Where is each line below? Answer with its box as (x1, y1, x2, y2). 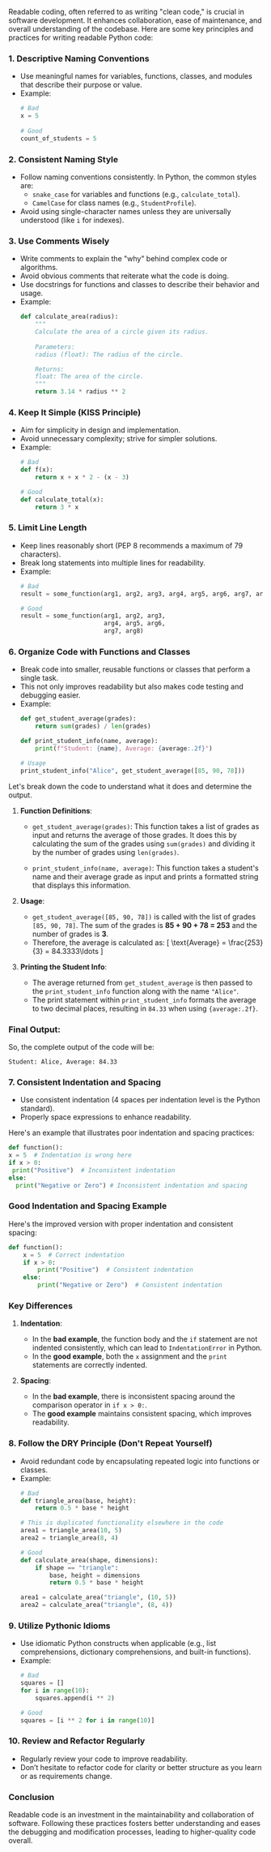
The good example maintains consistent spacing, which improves (32, 1409, 252, 1419)
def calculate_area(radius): (19, 312, 119, 321)
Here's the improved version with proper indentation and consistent (8, 1218, 234, 1228)
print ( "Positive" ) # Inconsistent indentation (11, 1166, 176, 1175)
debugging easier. (19, 690, 81, 700)
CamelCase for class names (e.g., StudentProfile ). (32, 198, 197, 208)
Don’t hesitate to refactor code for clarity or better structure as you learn (19, 1762, 262, 1772)
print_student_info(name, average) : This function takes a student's (32, 863, 259, 873)
